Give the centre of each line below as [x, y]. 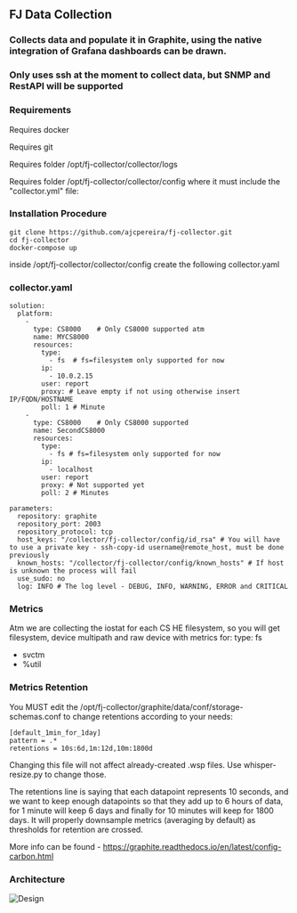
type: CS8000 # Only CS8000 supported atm [118, 330]
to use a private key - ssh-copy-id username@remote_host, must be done [147, 548]
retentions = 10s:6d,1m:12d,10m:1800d [81, 748]
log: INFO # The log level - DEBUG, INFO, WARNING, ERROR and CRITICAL [153, 587]
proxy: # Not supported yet [93, 485]
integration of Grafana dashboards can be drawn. [118, 51]
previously [29, 556]
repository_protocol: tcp [65, 532]
